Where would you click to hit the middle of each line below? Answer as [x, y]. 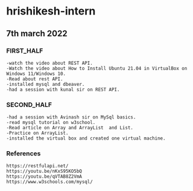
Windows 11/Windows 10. [36, 74]
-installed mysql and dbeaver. [46, 84]
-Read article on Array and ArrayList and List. [70, 128]
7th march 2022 [37, 34]
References [24, 154]
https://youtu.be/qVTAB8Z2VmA [44, 176]
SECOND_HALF [29, 105]
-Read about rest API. [35, 79]
